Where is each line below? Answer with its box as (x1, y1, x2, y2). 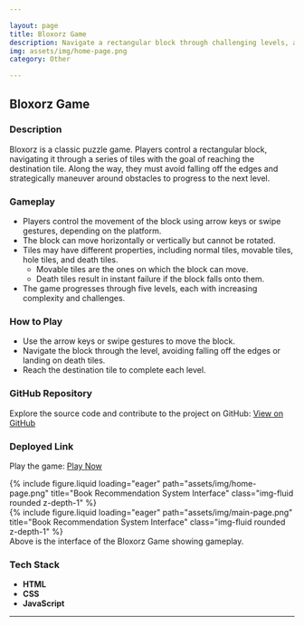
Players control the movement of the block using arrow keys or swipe (22, 216, 281, 227)
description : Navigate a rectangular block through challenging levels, (9, 38, 290, 47)
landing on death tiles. (22, 355, 106, 366)
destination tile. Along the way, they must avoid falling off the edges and (9, 163, 279, 174)
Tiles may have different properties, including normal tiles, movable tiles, (22, 245, 294, 256)
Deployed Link (9, 440, 74, 452)
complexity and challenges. (22, 293, 126, 304)
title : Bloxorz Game (9, 29, 88, 39)
